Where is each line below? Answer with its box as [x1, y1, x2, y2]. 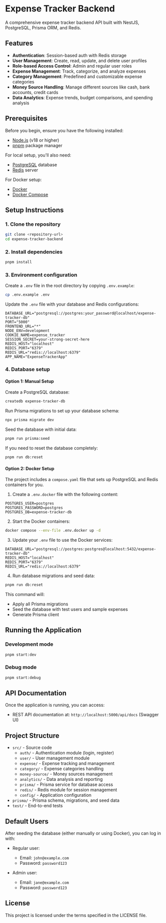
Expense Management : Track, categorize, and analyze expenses [12, 68, 146, 74]
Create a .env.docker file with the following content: [12, 492, 118, 498]
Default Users [5, 817, 49, 826]
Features [5, 39, 33, 48]
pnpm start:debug [5, 675, 41, 680]
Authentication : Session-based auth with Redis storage [12, 52, 127, 58]
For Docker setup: [5, 176, 42, 182]
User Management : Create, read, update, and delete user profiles [12, 58, 147, 64]
